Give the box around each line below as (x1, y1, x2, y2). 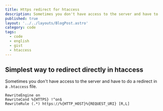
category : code (5, 25, 36, 30)
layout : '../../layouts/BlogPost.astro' (5, 20, 89, 26)
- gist (9, 43, 23, 48)
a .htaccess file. (5, 83, 38, 90)
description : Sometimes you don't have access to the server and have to (5, 12, 159, 16)
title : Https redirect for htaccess (5, 7, 80, 12)
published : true (5, 16, 38, 21)
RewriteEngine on (5, 93, 41, 98)
